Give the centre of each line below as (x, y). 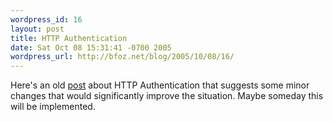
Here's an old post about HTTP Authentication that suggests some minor (160, 85)
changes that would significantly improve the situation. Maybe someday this (167, 96)
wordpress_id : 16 (46, 19)
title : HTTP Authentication (69, 38)
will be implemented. (53, 107)
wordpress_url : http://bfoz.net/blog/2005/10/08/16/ (122, 57)
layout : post (37, 29)
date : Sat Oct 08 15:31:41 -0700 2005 (91, 47)
